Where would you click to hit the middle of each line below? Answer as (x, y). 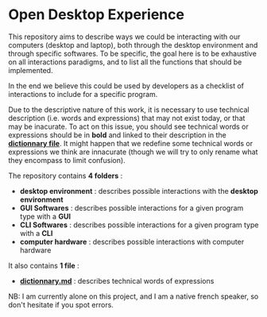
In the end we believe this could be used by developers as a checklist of (126, 86)
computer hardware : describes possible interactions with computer (132, 242)
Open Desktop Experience (97, 15)
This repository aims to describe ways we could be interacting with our (124, 37)
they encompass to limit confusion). (67, 160)
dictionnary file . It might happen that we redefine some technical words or (130, 143)
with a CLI (36, 233)
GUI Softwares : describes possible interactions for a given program (132, 207)
